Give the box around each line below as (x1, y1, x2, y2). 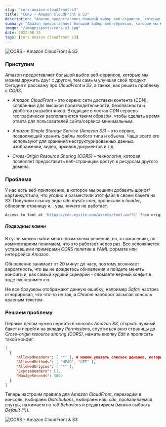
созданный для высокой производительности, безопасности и (12, 102, 145, 109)
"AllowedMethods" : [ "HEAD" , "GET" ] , (16, 359, 96, 365)
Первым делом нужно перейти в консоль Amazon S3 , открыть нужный (5, 320, 156, 326)
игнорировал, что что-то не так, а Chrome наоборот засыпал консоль (5, 292, 152, 298)
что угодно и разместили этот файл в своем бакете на (40, 192, 156, 198)
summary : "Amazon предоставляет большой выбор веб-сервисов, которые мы (5, 21, 158, 26)
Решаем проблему (5, 309, 53, 316)
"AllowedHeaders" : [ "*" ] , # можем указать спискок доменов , (16, 355, 147, 360)
